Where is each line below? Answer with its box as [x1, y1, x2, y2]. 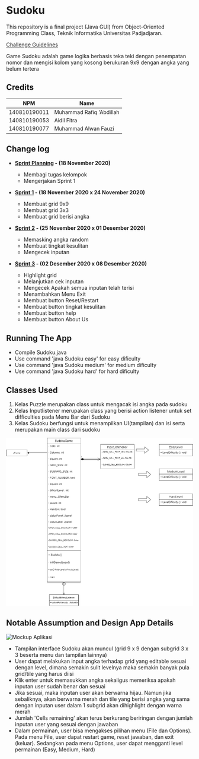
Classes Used [6, 385, 58, 395]
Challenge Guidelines [6, 41, 58, 48]
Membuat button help [23, 309, 76, 317]
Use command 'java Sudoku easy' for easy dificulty [14, 355, 141, 362]
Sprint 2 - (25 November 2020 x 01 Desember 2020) [14, 224, 146, 232]
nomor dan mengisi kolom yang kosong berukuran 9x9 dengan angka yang [6, 59, 190, 66]
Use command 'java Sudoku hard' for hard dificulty [14, 368, 140, 375]
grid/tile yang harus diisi [14, 671, 74, 678]
